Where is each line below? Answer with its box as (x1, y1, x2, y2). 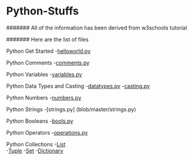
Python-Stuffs (6, 4, 79, 18)
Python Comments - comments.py (6, 59, 90, 66)
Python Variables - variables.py (6, 70, 82, 78)
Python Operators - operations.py (6, 129, 88, 136)
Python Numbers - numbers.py (6, 94, 82, 101)
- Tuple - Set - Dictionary (6, 147, 64, 154)
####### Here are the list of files (6, 35, 89, 43)
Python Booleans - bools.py (6, 117, 74, 125)
